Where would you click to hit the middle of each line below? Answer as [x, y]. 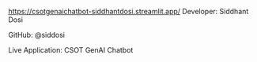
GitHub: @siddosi [37, 35]
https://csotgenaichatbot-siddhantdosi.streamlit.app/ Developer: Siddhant [128, 11]
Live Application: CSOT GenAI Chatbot [71, 50]
